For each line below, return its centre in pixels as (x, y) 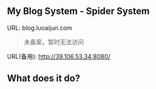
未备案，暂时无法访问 (53, 42)
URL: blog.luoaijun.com (40, 27)
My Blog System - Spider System (78, 11)
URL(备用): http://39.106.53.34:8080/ (59, 56)
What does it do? (44, 78)
